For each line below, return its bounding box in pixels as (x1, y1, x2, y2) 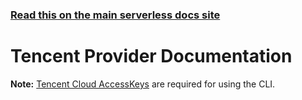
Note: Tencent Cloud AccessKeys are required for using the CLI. (10, 78, 276, 90)
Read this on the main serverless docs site (10, 8, 221, 22)
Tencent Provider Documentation (10, 45, 293, 68)
